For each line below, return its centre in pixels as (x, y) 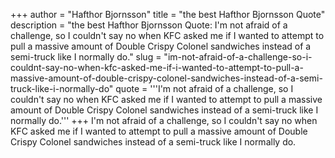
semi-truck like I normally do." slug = (86, 57)
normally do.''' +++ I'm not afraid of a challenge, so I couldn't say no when (164, 120)
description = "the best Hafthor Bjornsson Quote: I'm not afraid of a (149, 25)
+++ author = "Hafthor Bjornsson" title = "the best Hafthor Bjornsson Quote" (168, 14)
